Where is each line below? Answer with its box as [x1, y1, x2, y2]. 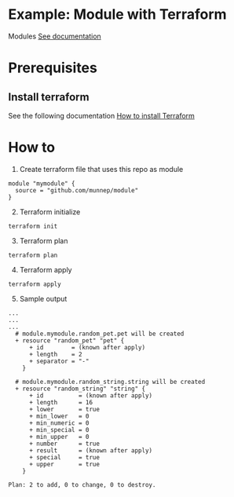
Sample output [19, 294, 68, 303]
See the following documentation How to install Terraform [8, 111, 195, 120]
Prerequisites [8, 59, 98, 77]
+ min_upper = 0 [28, 433, 90, 440]
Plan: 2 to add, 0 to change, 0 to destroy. [8, 481, 156, 488]
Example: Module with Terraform [8, 5, 227, 24]
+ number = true [28, 440, 101, 448]
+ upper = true [28, 460, 101, 468]
